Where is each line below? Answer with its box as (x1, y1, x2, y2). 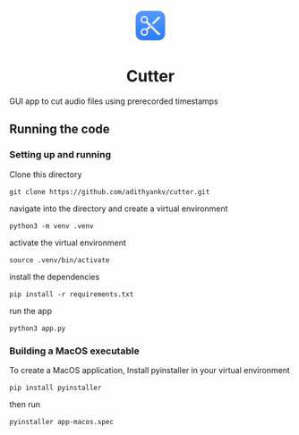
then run (9, 398, 41, 409)
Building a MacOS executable (9, 345, 141, 357)
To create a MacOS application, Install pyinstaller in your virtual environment (9, 364, 291, 375)
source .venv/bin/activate (9, 255, 110, 265)
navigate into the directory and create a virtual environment (9, 203, 228, 214)
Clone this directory (9, 168, 82, 180)
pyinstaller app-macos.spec (9, 417, 115, 426)
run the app (9, 305, 52, 316)
